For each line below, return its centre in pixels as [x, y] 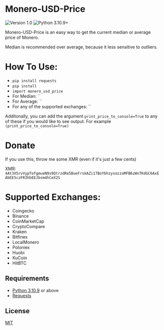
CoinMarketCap [28, 221]
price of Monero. [22, 37]
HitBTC [19, 263]
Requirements [27, 279]
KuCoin [20, 258]
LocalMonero [26, 242]
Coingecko [23, 210]
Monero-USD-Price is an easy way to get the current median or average [78, 32]
